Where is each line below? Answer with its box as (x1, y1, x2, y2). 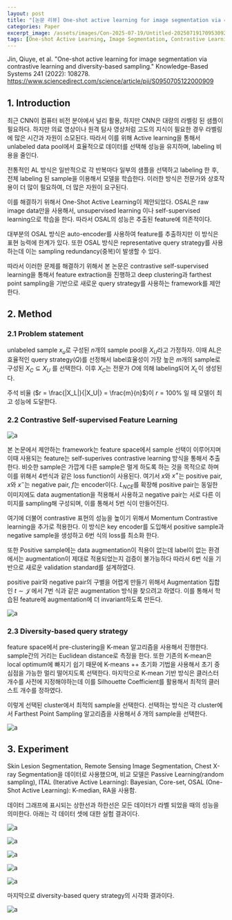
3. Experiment (7, 743, 69, 755)
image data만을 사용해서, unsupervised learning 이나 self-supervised (7, 206, 200, 215)
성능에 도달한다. (14, 398, 57, 406)
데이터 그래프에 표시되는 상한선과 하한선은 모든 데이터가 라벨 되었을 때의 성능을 (7, 801, 220, 809)
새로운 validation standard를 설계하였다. (25, 563, 136, 572)
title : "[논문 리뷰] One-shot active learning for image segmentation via (7, 17, 221, 24)
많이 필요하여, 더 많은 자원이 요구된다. (27, 183, 129, 191)
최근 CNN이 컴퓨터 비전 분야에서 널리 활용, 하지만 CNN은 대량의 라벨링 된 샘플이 (7, 116, 224, 125)
